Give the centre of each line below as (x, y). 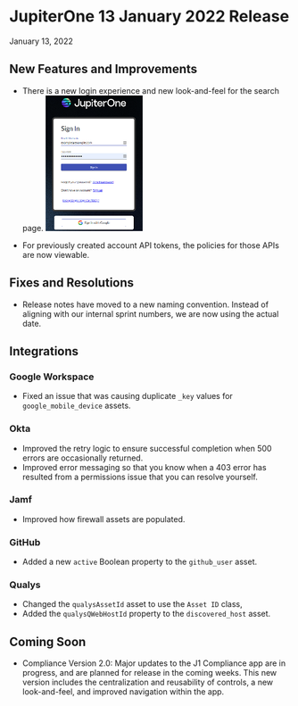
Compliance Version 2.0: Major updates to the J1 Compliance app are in (154, 663)
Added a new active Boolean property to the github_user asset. (139, 562)
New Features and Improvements (103, 69)
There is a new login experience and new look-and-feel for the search (150, 90)
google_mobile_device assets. (76, 406)
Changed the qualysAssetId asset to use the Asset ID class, (132, 604)
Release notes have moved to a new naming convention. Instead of (145, 304)
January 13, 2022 (41, 41)
